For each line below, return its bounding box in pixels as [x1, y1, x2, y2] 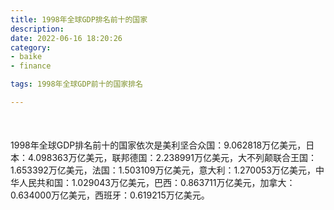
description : [10, 24, 65, 34]
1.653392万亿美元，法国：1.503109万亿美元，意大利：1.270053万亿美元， [10, 164, 316, 176]
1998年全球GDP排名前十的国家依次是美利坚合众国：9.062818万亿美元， [10, 139, 307, 151]
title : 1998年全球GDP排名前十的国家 [10, 14, 148, 25]
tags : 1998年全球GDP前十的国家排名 [10, 79, 143, 90]
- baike [10, 52, 43, 62]
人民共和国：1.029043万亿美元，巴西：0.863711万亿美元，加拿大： [18, 177, 296, 189]
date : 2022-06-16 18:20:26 [10, 33, 123, 43]
